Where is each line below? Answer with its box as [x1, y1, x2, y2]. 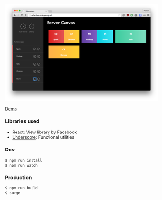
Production [5, 174, 32, 181]
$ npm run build [5, 186, 38, 191]
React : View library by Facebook [12, 129, 77, 135]
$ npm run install [5, 158, 42, 163]
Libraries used [5, 118, 40, 125]
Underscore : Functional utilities [12, 134, 75, 140]
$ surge [5, 191, 21, 196]
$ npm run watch [5, 163, 38, 167]
